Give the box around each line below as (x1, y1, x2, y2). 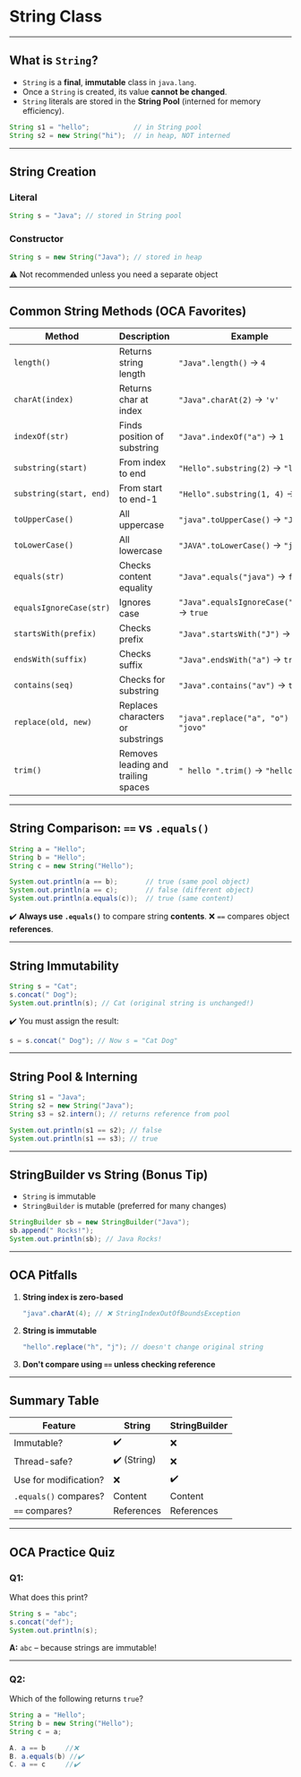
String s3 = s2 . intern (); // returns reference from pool (9, 1109, 230, 1118)
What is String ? (9, 53, 99, 68)
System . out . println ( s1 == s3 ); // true (9, 1134, 159, 1143)
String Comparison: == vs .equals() (9, 821, 210, 836)
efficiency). (21, 105, 64, 116)
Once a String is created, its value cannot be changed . (21, 86, 228, 97)
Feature (41, 1419, 76, 1432)
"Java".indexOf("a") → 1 (178, 430, 284, 443)
